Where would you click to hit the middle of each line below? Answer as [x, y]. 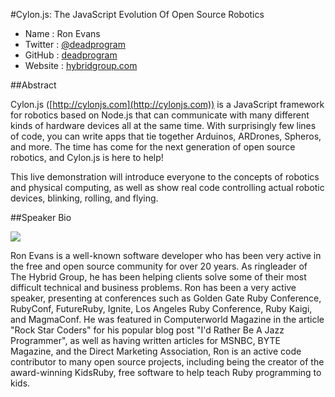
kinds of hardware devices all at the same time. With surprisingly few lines [163, 125]
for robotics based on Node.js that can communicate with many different [160, 115]
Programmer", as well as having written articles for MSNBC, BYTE [145, 340]
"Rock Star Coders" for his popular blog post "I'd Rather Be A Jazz [147, 330]
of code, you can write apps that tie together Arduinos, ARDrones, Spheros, [166, 136]
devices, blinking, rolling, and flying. [84, 198]
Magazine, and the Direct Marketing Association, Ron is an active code [156, 351]
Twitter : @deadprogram [75, 44]
